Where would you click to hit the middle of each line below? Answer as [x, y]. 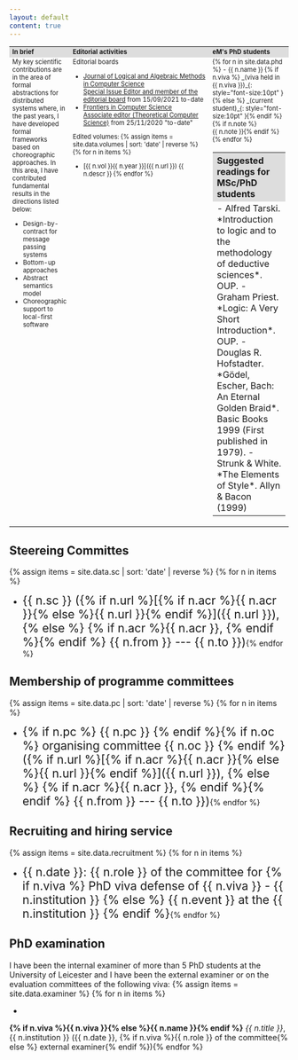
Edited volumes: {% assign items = [123, 137]
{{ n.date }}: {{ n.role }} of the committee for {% [152, 872]
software [35, 325]
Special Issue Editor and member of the [141, 91]
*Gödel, [233, 375]
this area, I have [35, 171]
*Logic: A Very [248, 309]
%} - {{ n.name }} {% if [246, 70]
